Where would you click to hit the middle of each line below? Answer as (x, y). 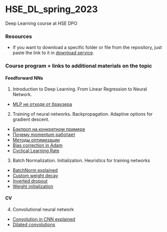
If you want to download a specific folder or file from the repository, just (87, 48)
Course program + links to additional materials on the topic (79, 66)
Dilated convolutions (34, 224)
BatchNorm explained (35, 170)
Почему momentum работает (44, 134)
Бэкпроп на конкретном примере (49, 129)
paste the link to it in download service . (53, 53)
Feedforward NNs (24, 78)
